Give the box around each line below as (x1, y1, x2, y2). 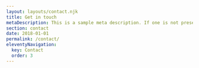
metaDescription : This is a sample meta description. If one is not (6, 20, 179, 25)
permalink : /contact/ (6, 36, 60, 42)
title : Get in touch (6, 14, 57, 20)
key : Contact (11, 47, 44, 53)
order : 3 (11, 53, 33, 59)
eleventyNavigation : (6, 42, 57, 48)
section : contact (6, 25, 49, 31)
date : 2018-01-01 (6, 31, 49, 37)
